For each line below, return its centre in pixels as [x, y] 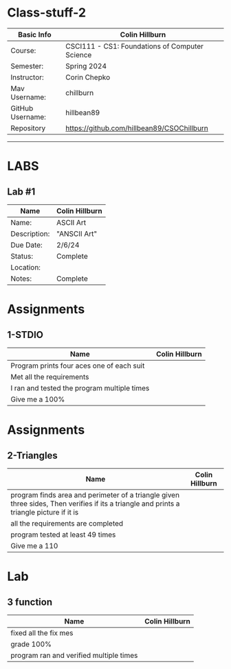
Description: [30, 234]
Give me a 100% [38, 399]
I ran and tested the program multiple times [80, 388]
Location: [26, 267]
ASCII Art [71, 222]
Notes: [21, 279]
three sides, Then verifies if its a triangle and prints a [95, 503]
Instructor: [27, 77]
